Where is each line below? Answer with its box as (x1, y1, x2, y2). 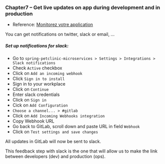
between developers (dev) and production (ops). (5, 153, 106, 159)
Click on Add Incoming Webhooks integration (12, 113, 105, 119)
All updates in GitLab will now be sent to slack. (5, 138, 101, 144)
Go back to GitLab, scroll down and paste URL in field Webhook (12, 123, 140, 129)
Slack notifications (12, 60, 56, 66)
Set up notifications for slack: (5, 42, 69, 48)
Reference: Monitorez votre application (12, 21, 93, 27)
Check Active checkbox (12, 65, 63, 71)
